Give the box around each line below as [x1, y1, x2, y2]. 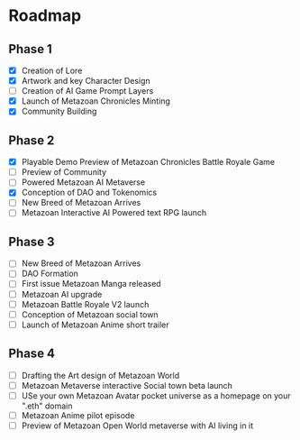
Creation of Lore [21, 65, 83, 76]
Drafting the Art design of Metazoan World [21, 370, 180, 380]
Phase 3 [8, 234, 55, 249]
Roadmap [8, 5, 82, 26]
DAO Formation [21, 268, 78, 280]
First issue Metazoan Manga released [21, 279, 161, 289]
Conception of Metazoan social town [21, 308, 159, 320]
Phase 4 [8, 346, 56, 362]
